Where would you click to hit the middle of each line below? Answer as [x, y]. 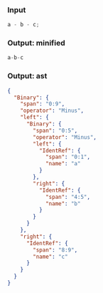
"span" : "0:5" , [55, 130]
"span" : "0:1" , [68, 157]
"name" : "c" [51, 257]
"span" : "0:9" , [43, 104]
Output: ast [27, 76]
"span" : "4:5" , [68, 197]
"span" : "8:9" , [55, 250]
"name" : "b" [63, 204]
